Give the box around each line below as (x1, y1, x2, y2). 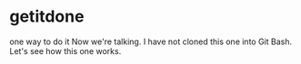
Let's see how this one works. (9, 45, 122, 56)
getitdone (9, 6, 85, 27)
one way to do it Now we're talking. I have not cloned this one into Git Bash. (9, 36, 293, 47)
